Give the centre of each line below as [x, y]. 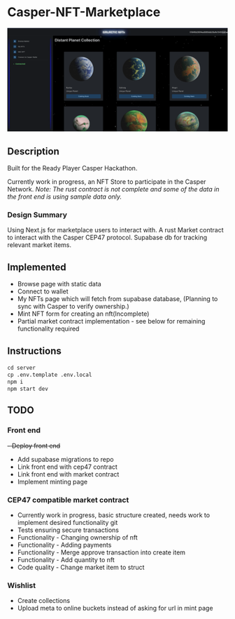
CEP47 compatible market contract [68, 500]
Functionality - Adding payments [64, 545]
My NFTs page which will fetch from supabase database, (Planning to [117, 299]
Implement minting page [52, 481]
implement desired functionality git [67, 522]
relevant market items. [40, 245]
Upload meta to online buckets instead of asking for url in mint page [115, 608]
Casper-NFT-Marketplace [84, 12]
